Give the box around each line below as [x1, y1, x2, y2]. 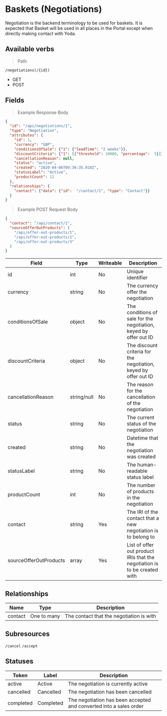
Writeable [98, 260, 122, 267]
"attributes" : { [9, 133, 43, 138]
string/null [70, 394, 93, 401]
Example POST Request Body [17, 206, 78, 212]
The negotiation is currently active [68, 680, 148, 687]
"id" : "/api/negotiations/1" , [9, 123, 72, 129]
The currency [126, 282, 159, 289]
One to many [30, 613, 61, 620]
